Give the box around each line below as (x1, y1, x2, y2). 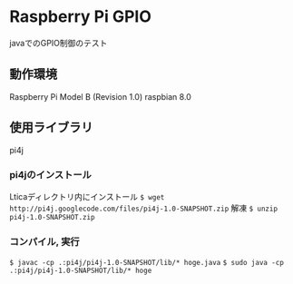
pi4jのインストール (9, 169, 93, 181)
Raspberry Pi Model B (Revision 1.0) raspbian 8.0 (9, 91, 192, 102)
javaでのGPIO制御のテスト (9, 37, 108, 48)
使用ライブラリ (9, 120, 93, 135)
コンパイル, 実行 (9, 235, 80, 248)
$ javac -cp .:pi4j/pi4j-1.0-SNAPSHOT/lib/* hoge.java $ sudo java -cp (9, 259, 284, 268)
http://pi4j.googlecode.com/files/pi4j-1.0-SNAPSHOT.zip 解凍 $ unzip (9, 202, 278, 213)
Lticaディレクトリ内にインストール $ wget (9, 191, 165, 201)
